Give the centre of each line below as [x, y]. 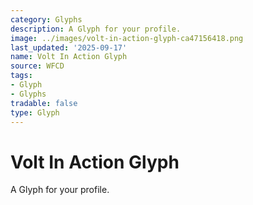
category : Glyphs [46, 19]
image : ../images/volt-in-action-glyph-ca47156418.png [127, 38]
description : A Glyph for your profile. [96, 29]
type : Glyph [35, 112]
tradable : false [44, 103]
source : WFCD [37, 66]
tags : [21, 76]
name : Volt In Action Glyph [69, 57]
